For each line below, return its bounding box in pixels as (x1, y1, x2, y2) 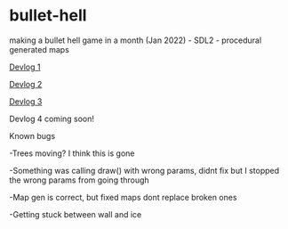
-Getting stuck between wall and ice (9, 209, 142, 219)
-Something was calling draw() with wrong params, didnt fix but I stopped (9, 165, 280, 176)
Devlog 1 (9, 61, 41, 72)
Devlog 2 (9, 78, 43, 89)
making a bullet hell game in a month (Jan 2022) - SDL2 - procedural (9, 35, 262, 45)
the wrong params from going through (9, 175, 149, 185)
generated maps (9, 44, 69, 54)
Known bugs (9, 130, 56, 141)
